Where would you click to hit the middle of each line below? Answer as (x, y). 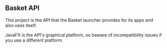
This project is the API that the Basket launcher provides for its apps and (79, 20)
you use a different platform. (34, 40)
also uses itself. (21, 25)
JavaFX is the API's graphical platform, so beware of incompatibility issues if (83, 35)
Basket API (22, 8)
